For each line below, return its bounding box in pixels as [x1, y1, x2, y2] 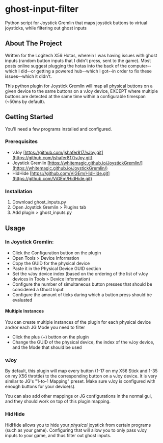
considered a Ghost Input [12, 286, 64, 292]
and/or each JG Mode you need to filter [5, 324, 85, 331]
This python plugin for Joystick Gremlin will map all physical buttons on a [5, 83, 153, 89]
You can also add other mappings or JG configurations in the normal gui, [5, 393, 152, 399]
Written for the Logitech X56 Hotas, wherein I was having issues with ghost [5, 52, 157, 58]
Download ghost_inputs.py [12, 199, 66, 205]
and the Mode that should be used [12, 344, 82, 350]
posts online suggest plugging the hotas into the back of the [5, 63, 127, 68]
